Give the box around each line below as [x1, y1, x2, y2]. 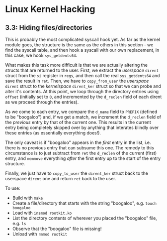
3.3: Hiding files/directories [5, 23, 92, 32]
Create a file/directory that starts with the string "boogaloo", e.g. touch [12, 200, 157, 206]
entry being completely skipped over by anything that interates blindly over [5, 124, 159, 130]
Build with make [12, 195, 43, 201]
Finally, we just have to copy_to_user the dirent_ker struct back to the [5, 170, 148, 176]
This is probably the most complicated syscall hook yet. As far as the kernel [5, 36, 161, 42]
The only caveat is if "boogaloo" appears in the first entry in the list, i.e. [5, 139, 151, 145]
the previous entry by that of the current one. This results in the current [5, 120, 151, 125]
